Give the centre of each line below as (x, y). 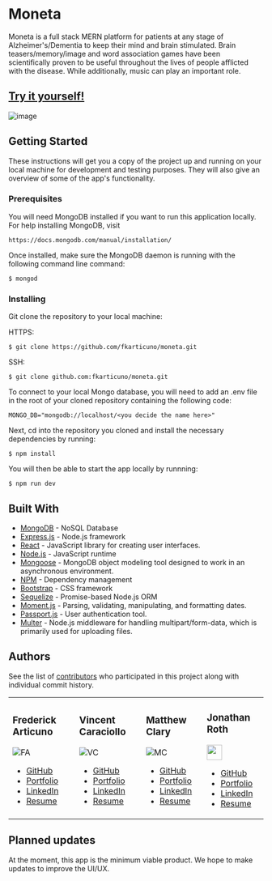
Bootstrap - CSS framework (66, 588)
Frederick (34, 720)
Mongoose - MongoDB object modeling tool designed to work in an (132, 562)
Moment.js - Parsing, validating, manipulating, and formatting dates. (133, 605)
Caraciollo (102, 732)
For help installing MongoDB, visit (64, 225)
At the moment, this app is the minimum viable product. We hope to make (131, 860)
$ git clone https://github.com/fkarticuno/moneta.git (103, 347)
